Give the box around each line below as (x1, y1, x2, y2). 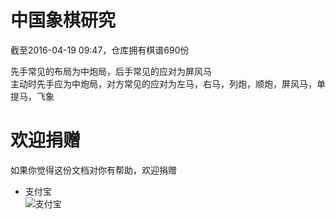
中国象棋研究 (10, 9, 117, 32)
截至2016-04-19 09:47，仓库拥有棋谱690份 (10, 44, 190, 56)
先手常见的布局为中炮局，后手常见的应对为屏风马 (10, 65, 212, 77)
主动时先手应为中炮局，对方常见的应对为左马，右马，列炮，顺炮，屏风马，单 (10, 77, 326, 90)
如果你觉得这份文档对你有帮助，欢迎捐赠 (10, 164, 177, 176)
